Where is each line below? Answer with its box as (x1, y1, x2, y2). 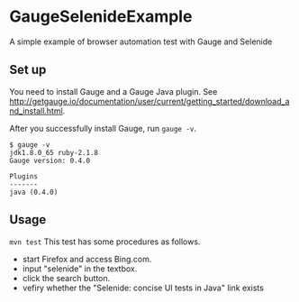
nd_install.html (9, 105, 63, 116)
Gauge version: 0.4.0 (9, 156, 91, 165)
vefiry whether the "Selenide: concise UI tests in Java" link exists (22, 282, 264, 293)
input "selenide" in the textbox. (22, 263, 138, 274)
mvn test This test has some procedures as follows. (9, 236, 201, 247)
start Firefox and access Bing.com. (22, 253, 152, 264)
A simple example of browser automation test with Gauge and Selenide (9, 36, 273, 47)
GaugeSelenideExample (9, 6, 193, 27)
